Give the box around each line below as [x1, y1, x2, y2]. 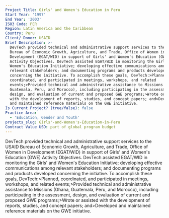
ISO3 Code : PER [5, 21, 37, 27]
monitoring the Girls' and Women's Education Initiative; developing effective [5, 160, 162, 166]
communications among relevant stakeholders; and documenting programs [5, 165, 161, 171]
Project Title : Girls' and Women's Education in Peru [5, 7, 121, 13]
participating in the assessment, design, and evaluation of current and [5, 192, 150, 198]
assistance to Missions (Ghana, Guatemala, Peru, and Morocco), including [5, 186, 158, 192]
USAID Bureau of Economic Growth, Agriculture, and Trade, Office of [5, 143, 148, 150]
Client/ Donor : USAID [5, 36, 51, 41]
